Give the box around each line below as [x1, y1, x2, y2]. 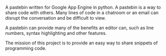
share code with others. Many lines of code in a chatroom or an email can [5, 10, 159, 16]
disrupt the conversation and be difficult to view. [5, 15, 106, 21]
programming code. [5, 45, 47, 51]
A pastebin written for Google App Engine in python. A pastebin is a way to [5, 5, 161, 10]
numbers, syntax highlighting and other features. [5, 30, 107, 36]
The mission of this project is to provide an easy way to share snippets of [5, 40, 158, 46]
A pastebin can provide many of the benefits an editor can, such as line [5, 25, 154, 31]
